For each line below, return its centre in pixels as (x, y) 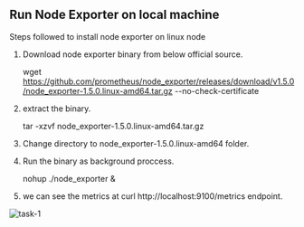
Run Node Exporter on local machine (114, 15)
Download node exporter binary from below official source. (133, 54)
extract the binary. (57, 109)
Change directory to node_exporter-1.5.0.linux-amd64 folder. (136, 143)
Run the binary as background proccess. (98, 161)
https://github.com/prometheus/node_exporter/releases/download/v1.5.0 (158, 81)
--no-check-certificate (217, 90)
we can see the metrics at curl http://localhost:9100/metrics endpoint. (152, 196)
